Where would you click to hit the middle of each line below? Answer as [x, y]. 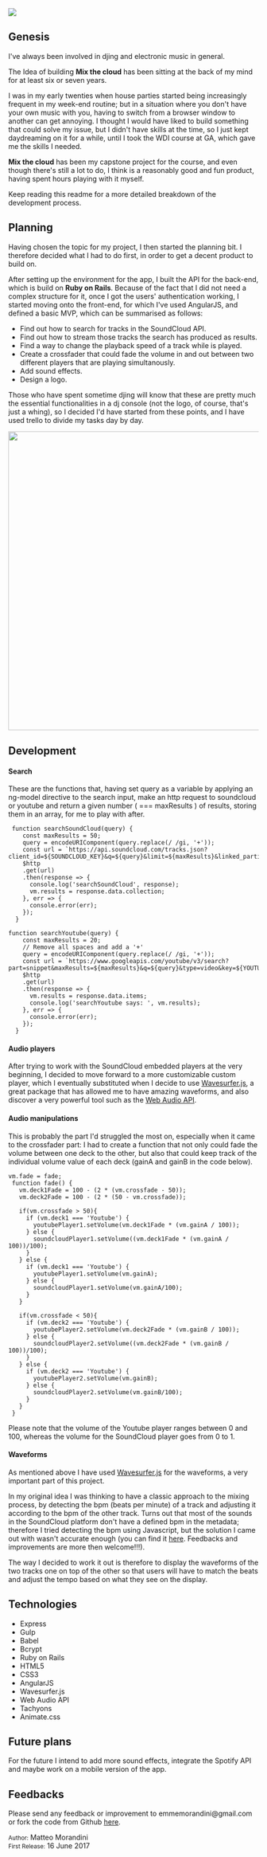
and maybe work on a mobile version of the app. [87, 1769]
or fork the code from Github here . [64, 1822]
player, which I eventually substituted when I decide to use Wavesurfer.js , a [131, 1083]
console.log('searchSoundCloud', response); [104, 885]
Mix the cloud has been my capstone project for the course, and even [123, 162]
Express [33, 1624]
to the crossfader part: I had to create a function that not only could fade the [133, 1144]
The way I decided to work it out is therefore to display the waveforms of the [133, 1562]
